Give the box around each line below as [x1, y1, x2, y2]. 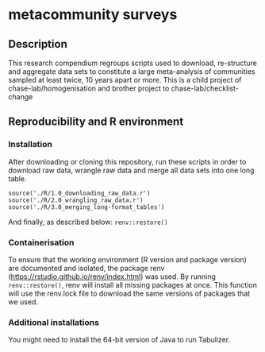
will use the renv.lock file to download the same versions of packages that [8, 288, 251, 298]
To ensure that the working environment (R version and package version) [8, 254, 248, 264]
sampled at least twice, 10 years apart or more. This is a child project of [8, 75, 242, 84]
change [8, 92, 33, 101]
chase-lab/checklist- [171, 83, 240, 93]
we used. [8, 296, 38, 307]
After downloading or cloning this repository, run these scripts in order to [8, 157, 247, 166]
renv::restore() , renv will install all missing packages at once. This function [8, 280, 258, 289]
